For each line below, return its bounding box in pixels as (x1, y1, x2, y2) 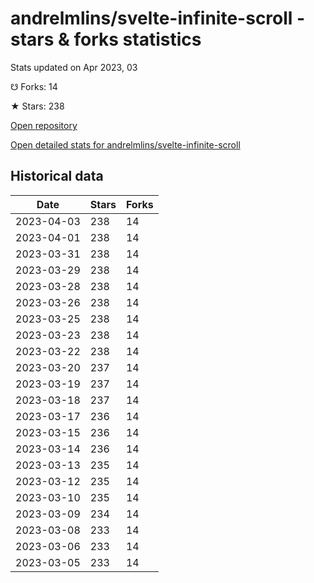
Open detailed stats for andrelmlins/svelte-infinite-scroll (10, 138, 241, 151)
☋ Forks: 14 (10, 80, 58, 92)
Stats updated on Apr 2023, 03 (10, 61, 138, 73)
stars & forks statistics (10, 28, 202, 51)
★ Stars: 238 (10, 100, 65, 112)
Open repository (10, 119, 78, 131)
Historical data (10, 168, 104, 185)
